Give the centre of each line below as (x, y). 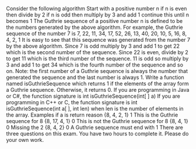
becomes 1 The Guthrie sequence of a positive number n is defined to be (94, 21)
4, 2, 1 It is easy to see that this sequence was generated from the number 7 (98, 40)
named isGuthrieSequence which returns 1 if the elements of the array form (98, 84)
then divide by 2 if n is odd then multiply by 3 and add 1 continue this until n (98, 15)
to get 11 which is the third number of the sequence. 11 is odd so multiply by (97, 59)
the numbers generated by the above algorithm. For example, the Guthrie (95, 27)
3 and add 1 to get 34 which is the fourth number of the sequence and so (95, 65)
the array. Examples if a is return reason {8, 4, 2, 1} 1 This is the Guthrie (92, 115)
